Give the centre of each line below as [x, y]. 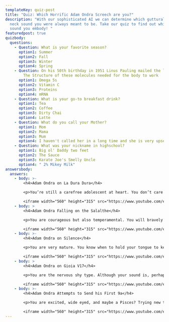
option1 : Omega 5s [38, 80]
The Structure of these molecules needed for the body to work [91, 76]
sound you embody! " [31, 29]
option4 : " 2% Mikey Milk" [47, 164]
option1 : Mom [32, 127]
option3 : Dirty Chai [40, 113]
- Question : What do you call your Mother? [61, 122]
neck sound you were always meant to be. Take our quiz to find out [83, 24]
